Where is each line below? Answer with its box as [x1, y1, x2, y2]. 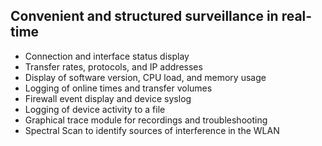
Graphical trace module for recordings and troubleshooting [24, 114, 268, 126]
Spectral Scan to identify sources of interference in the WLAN [24, 124, 280, 136]
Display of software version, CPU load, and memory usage [24, 71, 267, 83]
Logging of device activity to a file [24, 103, 166, 115]
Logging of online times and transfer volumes [24, 82, 213, 94]
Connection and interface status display [24, 50, 190, 62]
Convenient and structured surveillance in [10, 8, 279, 25]
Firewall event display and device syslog [24, 92, 192, 104]
